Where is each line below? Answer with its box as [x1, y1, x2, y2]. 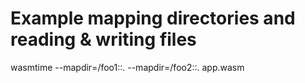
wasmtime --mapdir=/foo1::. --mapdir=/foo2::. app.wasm [10, 61, 245, 73]
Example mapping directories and [10, 7, 296, 30]
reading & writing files [10, 28, 197, 51]
